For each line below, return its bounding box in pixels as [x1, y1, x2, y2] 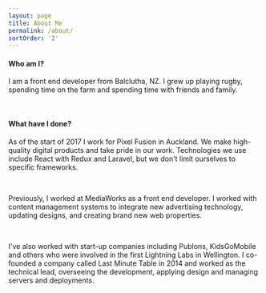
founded [8, 258, 37, 268]
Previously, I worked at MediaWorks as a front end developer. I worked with [8, 193, 257, 203]
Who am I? [8, 58, 45, 68]
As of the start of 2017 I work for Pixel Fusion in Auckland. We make [8, 137, 232, 146]
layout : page [8, 11, 52, 20]
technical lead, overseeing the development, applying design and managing [8, 267, 259, 276]
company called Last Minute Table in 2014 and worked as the [43, 258, 246, 268]
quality [8, 145, 31, 155]
